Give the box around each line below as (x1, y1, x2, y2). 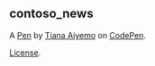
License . (9, 47, 41, 58)
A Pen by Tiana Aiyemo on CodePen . (9, 29, 147, 40)
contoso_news (9, 6, 94, 21)
